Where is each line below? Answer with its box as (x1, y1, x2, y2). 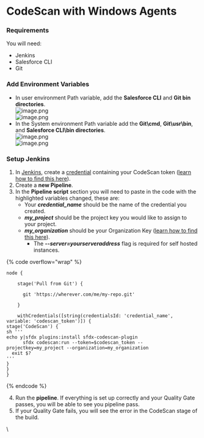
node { (6, 270, 23, 276)
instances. (33, 246, 60, 254)
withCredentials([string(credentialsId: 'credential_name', (17, 313, 173, 319)
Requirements (6, 26, 49, 35)
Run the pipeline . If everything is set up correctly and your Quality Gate (15, 394, 195, 401)
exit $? (12, 350, 32, 357)
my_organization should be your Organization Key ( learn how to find (24, 227, 198, 235)
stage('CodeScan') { (6, 324, 59, 330)
